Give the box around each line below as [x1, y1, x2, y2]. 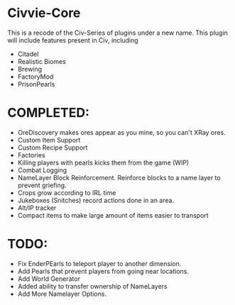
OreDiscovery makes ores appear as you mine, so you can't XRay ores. [17, 128, 226, 136]
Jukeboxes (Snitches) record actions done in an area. [17, 196, 175, 204]
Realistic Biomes [17, 57, 66, 65]
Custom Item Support [17, 135, 81, 144]
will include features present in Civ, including [7, 35, 138, 44]
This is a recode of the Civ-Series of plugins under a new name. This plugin [7, 28, 229, 37]
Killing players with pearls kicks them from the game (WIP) [17, 158, 190, 167]
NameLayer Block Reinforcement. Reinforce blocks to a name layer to [17, 173, 222, 182]
